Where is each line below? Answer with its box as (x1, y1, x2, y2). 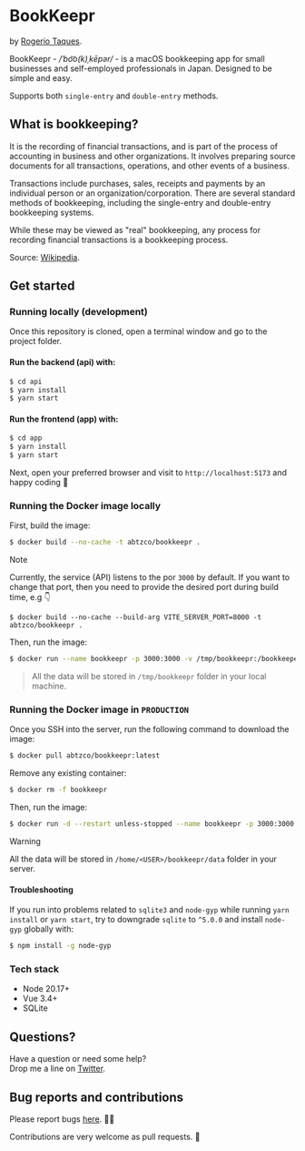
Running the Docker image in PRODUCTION (9, 703, 189, 716)
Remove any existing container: (9, 768, 127, 779)
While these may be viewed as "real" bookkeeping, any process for (9, 224, 261, 235)
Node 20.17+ (22, 983, 71, 994)
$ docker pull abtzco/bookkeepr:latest (9, 751, 161, 760)
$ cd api (9, 377, 43, 386)
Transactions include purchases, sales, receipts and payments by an (9, 178, 266, 188)
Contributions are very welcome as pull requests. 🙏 (9, 1131, 201, 1143)
